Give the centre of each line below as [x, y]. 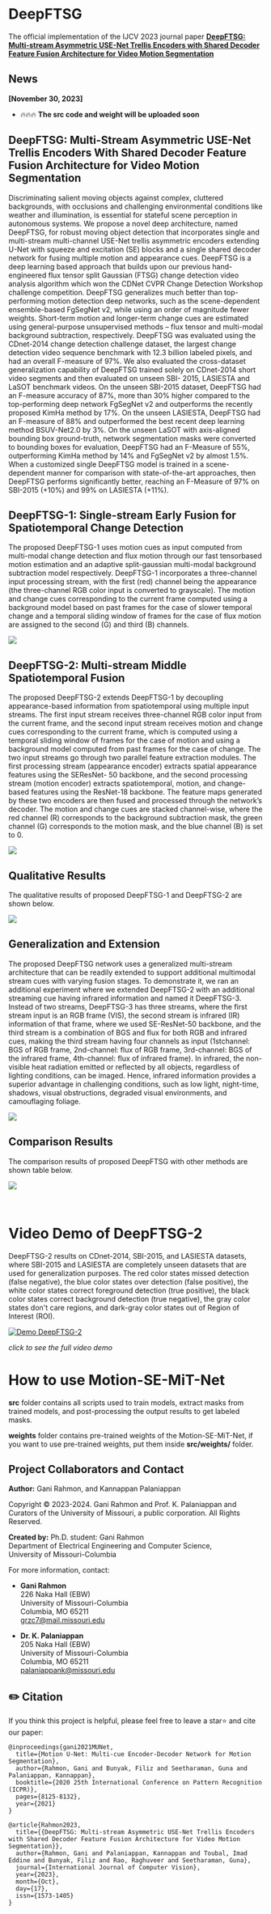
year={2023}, [38, 1875]
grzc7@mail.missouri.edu [62, 1620]
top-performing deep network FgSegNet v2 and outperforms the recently [131, 404]
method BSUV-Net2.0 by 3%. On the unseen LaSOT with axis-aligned [124, 430]
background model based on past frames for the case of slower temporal [130, 608]
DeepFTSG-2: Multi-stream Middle [98, 665]
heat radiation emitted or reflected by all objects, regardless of [136, 1067]
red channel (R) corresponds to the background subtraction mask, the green [135, 818]
